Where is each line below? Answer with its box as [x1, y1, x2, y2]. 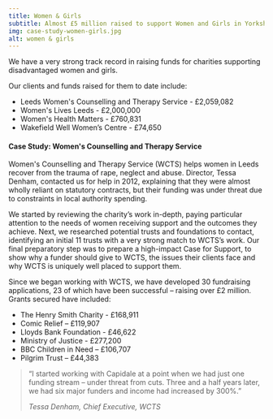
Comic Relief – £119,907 [19, 318, 100, 329]
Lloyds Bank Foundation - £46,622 [19, 327, 136, 337]
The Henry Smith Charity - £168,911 [19, 310, 140, 320]
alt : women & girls [8, 34, 75, 43]
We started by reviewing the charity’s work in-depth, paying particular [8, 209, 243, 219]
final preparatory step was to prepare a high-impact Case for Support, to [8, 244, 252, 254]
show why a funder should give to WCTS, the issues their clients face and [8, 253, 256, 262]
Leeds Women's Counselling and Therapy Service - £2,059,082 [19, 97, 234, 106]
